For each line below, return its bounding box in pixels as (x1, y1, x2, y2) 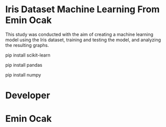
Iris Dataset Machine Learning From (5, 4, 160, 15)
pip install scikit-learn (5, 52, 51, 58)
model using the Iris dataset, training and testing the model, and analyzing (5, 37, 161, 43)
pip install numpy (5, 71, 41, 78)
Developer (5, 90, 50, 101)
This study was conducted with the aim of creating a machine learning (5, 31, 154, 37)
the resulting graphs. (5, 42, 50, 48)
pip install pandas (5, 62, 42, 68)
